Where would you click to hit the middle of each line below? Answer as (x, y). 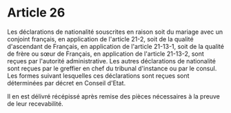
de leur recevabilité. (35, 103)
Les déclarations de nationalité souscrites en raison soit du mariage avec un (115, 32)
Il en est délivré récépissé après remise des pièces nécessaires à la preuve (114, 96)
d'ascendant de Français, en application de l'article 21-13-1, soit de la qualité (115, 46)
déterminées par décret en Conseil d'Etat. (67, 83)
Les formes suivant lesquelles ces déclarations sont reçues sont (98, 75)
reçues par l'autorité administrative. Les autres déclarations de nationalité (111, 61)
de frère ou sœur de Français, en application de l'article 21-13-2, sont (106, 54)
